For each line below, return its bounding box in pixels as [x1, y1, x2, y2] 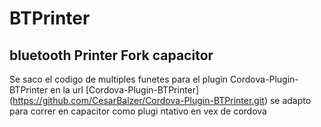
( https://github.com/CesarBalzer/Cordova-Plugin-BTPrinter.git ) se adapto [9, 95, 312, 106]
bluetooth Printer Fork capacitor [9, 47, 214, 64]
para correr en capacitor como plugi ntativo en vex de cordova [9, 105, 267, 117]
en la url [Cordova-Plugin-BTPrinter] [50, 84, 200, 96]
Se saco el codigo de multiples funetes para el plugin [9, 73, 229, 85]
